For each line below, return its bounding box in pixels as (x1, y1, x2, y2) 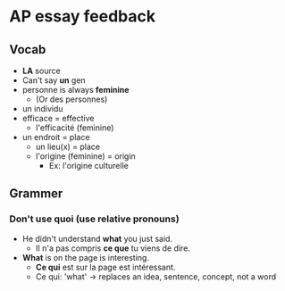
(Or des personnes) (35, 94, 108, 104)
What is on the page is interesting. (21, 252, 150, 262)
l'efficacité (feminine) (35, 122, 114, 133)
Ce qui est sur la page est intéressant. (35, 262, 176, 272)
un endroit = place (21, 132, 90, 142)
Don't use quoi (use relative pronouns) (9, 212, 180, 225)
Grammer (9, 186, 63, 202)
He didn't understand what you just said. (21, 233, 172, 244)
